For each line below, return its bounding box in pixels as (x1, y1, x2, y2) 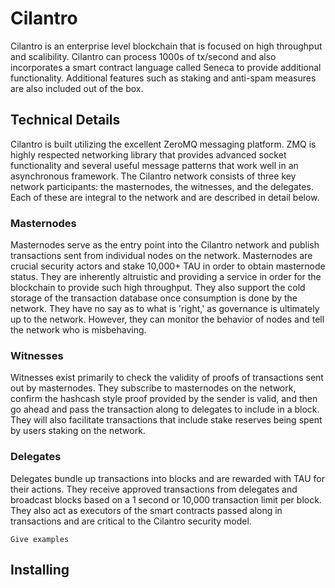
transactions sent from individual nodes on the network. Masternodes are (10, 250, 313, 262)
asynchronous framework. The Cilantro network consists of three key (10, 170, 297, 182)
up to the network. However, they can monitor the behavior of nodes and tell (10, 313, 325, 326)
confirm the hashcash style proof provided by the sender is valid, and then (10, 393, 318, 405)
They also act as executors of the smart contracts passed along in (10, 504, 283, 516)
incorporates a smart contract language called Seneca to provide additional (10, 61, 322, 73)
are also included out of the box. (10, 82, 144, 94)
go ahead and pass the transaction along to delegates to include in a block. (10, 403, 320, 416)
